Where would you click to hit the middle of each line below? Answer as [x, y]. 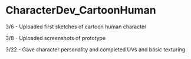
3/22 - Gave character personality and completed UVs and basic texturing [95, 49]
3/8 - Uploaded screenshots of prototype [56, 38]
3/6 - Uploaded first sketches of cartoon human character [76, 27]
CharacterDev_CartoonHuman [81, 10]
